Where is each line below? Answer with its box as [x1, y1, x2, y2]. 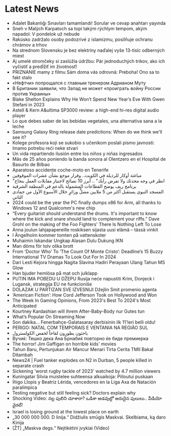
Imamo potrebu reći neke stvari [12, 145, 78, 151]
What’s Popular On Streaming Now [12, 313, 85, 320]
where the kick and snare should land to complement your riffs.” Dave [12, 215, 160, 222]
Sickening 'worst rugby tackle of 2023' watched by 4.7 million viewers [12, 368, 161, 374]
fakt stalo [12, 74, 32, 80]
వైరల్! [12, 402, 24, 408]
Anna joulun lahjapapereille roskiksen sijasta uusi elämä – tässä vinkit [12, 226, 158, 233]
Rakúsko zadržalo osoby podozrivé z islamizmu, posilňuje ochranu [12, 36, 153, 42]
